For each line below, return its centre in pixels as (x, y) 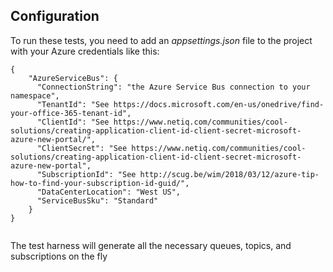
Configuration (55, 16)
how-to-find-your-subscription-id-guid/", (100, 183)
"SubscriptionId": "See (86, 174)
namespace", (35, 95)
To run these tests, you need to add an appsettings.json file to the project (161, 40)
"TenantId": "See (73, 104)
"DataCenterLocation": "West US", (109, 192)
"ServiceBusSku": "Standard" (97, 200)
